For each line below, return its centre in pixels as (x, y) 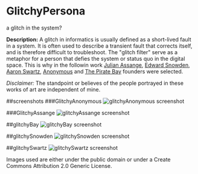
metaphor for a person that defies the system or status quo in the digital (96, 58)
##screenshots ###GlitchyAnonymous (54, 101)
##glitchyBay (23, 124)
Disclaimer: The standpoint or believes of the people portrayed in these (95, 83)
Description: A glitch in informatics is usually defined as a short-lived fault (99, 39)
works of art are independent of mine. (53, 89)
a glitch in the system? (34, 28)
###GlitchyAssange (31, 113)
